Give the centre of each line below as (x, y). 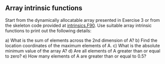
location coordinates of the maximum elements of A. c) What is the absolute (82, 45)
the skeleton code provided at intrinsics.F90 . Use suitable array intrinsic (79, 25)
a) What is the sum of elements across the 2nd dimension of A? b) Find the (81, 40)
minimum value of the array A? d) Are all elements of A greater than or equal (83, 51)
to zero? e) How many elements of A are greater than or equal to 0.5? (76, 56)
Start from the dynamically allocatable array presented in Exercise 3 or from (82, 20)
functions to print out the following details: (48, 31)
